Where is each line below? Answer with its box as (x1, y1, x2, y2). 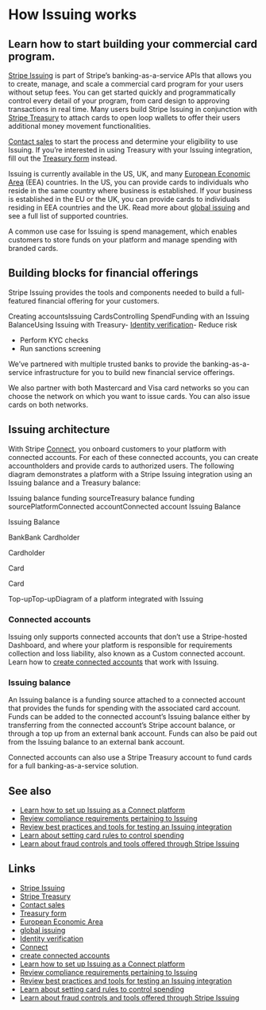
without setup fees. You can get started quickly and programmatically (8, 87, 236, 97)
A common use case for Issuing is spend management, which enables (8, 226, 237, 236)
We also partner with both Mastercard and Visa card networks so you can (8, 383, 249, 393)
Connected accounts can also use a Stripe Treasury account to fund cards (8, 753, 253, 762)
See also (8, 784, 52, 798)
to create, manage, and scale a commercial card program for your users (8, 79, 244, 88)
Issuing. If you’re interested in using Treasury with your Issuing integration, (8, 145, 253, 154)
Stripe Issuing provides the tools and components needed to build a (8, 288, 230, 297)
